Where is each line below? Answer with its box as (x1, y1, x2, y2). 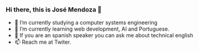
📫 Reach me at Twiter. (14, 38, 71, 46)
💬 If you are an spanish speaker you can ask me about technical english (14, 32, 194, 39)
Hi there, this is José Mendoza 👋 (5, 5, 102, 14)
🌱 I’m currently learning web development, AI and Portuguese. (14, 25, 170, 32)
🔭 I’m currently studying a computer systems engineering (14, 19, 158, 26)
